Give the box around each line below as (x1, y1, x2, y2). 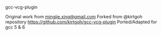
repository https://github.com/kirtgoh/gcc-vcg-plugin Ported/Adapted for (5, 19, 157, 25)
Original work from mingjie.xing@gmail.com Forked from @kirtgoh (5, 14, 142, 19)
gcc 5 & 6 (5, 24, 25, 30)
